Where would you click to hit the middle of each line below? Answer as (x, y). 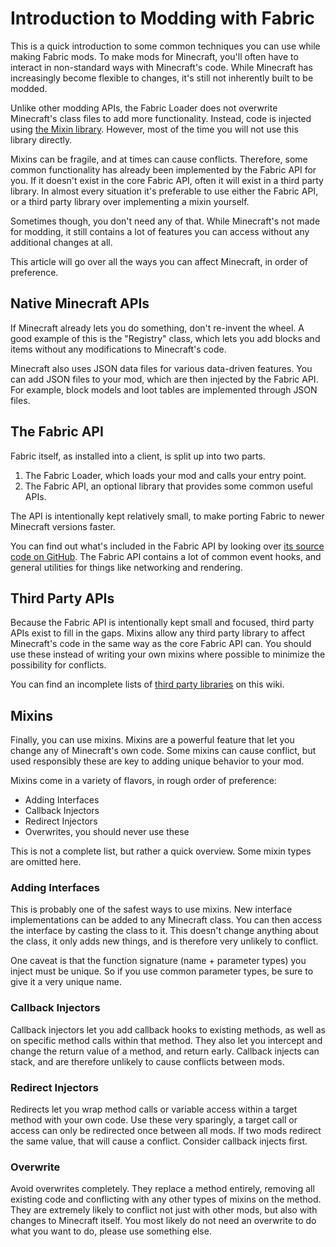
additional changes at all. (61, 242)
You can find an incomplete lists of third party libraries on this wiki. (147, 684)
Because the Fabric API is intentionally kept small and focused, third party (162, 623)
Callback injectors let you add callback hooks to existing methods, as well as (168, 1029)
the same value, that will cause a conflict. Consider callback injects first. (159, 1141)
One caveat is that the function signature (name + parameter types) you (158, 961)
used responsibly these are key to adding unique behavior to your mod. (157, 761)
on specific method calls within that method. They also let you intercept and (166, 1040)
